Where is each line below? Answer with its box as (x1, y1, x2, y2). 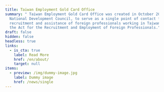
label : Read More (14, 52, 49, 57)
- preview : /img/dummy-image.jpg (9, 71, 78, 75)
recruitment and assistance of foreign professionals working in (9, 20, 145, 26)
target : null (14, 61, 41, 66)
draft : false (5, 30, 32, 35)
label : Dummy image (14, 75, 54, 80)
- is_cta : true (9, 48, 41, 53)
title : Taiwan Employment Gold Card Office (5, 7, 95, 12)
